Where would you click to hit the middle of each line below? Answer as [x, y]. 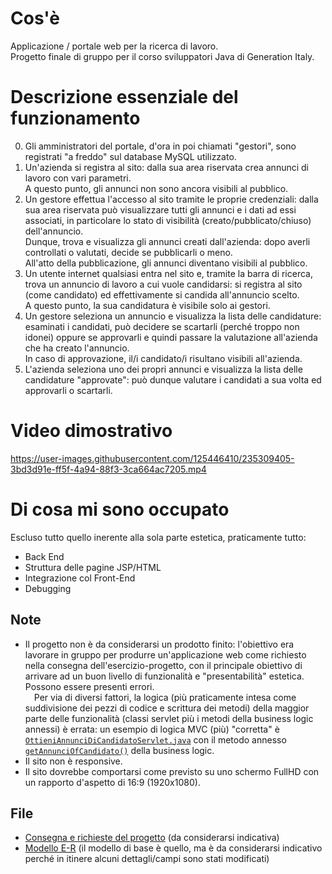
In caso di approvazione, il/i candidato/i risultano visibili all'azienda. [163, 358]
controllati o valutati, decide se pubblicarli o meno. [128, 252]
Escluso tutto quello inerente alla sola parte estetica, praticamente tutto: [158, 537]
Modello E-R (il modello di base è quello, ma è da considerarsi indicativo [173, 848]
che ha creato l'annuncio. [77, 348]
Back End [44, 556]
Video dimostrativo [91, 431]
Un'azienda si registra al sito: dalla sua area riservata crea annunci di [166, 167]
